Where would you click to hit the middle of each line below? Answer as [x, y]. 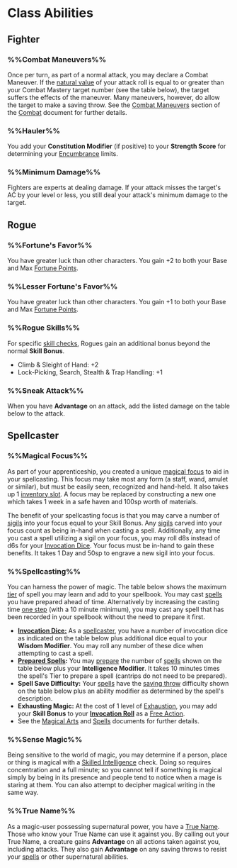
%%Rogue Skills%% [44, 328]
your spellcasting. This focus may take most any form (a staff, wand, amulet [118, 479]
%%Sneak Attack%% [46, 390]
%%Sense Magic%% [45, 739]
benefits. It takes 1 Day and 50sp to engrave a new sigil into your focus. [111, 553]
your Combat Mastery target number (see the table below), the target [108, 89]
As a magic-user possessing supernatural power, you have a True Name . [114, 826]
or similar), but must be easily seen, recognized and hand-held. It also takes [118, 486]
